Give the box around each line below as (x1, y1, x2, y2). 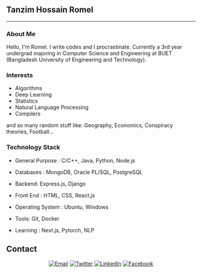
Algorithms (14, 85, 43, 92)
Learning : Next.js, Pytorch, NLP (14, 226, 95, 233)
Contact (6, 244, 37, 254)
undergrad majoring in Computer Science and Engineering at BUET (6, 50, 173, 57)
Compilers (14, 110, 41, 118)
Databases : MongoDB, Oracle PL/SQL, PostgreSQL (14, 168, 143, 176)
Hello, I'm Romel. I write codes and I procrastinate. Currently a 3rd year (6, 43, 182, 50)
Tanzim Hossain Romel (6, 5, 94, 15)
